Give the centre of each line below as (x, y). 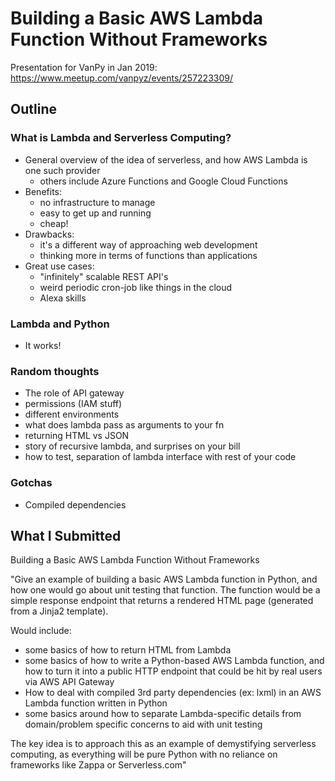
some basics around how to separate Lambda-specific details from (163, 714)
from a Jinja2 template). (59, 611)
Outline (33, 109)
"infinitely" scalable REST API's (104, 276)
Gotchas (31, 483)
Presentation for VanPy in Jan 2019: (84, 67)
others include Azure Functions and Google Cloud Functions (163, 181)
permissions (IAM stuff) (73, 404)
